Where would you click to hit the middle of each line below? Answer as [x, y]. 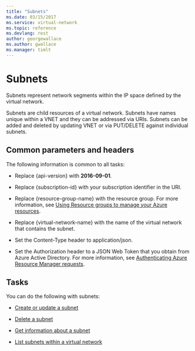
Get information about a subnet [52, 330]
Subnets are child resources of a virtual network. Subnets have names [91, 113]
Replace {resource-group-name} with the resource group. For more [96, 198]
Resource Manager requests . [50, 264]
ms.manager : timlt [28, 50]
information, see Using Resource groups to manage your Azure [91, 205]
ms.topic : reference [31, 28]
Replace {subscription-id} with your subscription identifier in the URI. [98, 187]
